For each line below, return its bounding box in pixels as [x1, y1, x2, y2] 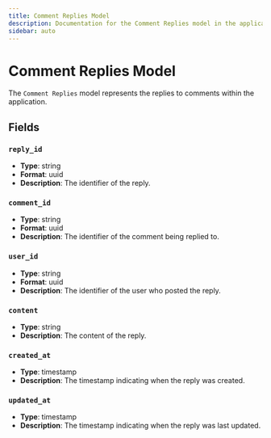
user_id [8, 252, 39, 261]
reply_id [8, 145, 43, 154]
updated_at [8, 396, 51, 405]
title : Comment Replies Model [8, 11, 110, 20]
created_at [8, 351, 51, 360]
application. [8, 97, 48, 107]
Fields [8, 120, 40, 134]
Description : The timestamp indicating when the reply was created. [19, 376, 245, 385]
